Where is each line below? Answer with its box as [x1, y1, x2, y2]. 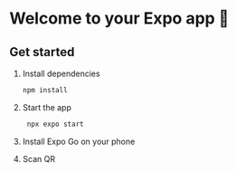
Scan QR [22, 153, 56, 164]
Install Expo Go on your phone [22, 136, 136, 147]
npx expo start [26, 119, 84, 129]
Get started [9, 44, 75, 60]
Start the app [22, 101, 72, 112]
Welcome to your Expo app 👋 [9, 8, 230, 29]
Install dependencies [22, 68, 101, 79]
